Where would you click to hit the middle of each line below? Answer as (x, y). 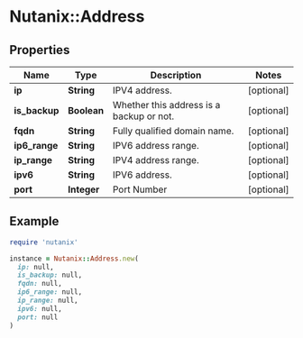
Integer (83, 189)
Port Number (140, 189)
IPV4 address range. (156, 160)
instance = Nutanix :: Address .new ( (74, 259)
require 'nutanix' (44, 242)
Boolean (86, 110)
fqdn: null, (40, 284)
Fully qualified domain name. (173, 131)
